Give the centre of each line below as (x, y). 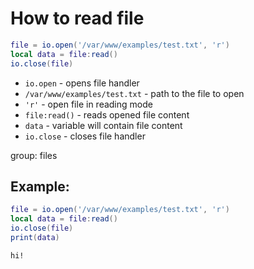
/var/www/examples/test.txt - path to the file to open (134, 93)
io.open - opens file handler (82, 83)
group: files (34, 155)
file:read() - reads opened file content (107, 114)
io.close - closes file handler (85, 136)
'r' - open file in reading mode (88, 104)
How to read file (77, 18)
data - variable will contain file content (103, 125)
